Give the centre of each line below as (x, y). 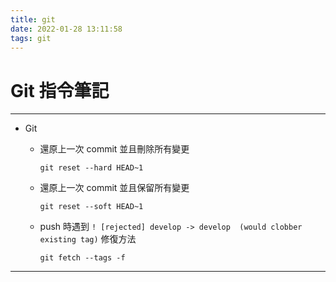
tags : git (31, 38)
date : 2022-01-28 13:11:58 (66, 29)
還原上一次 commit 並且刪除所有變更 (114, 149)
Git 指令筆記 (60, 90)
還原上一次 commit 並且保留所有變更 (114, 188)
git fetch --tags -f (82, 258)
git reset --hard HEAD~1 (91, 168)
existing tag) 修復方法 (88, 239)
